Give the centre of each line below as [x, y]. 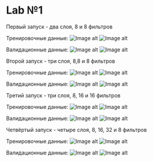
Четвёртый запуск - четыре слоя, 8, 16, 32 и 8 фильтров [76, 129]
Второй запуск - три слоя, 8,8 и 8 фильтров [61, 61]
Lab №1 [24, 10]
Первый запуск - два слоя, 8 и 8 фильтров [59, 27]
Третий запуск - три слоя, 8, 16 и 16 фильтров [63, 95]
